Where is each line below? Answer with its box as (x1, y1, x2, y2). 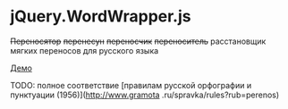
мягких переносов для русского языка (10, 45, 159, 55)
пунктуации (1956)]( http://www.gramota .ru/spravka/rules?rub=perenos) (10, 89, 280, 100)
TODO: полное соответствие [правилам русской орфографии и (10, 80, 252, 90)
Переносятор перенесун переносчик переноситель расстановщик (10, 36, 267, 46)
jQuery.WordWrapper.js (10, 6, 191, 27)
